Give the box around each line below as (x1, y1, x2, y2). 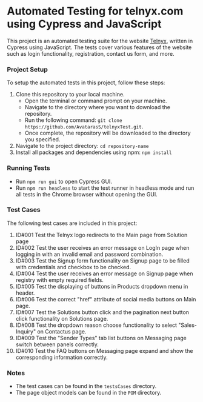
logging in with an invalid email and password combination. (15, 250, 164, 258)
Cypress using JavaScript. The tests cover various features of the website (7, 44, 192, 51)
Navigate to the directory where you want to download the (24, 104, 170, 111)
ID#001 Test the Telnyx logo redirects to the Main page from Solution (15, 231, 188, 238)
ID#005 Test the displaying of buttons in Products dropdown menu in (15, 283, 188, 290)
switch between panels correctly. (15, 341, 99, 348)
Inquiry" (15, 327, 36, 335)
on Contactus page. (36, 327, 87, 335)
